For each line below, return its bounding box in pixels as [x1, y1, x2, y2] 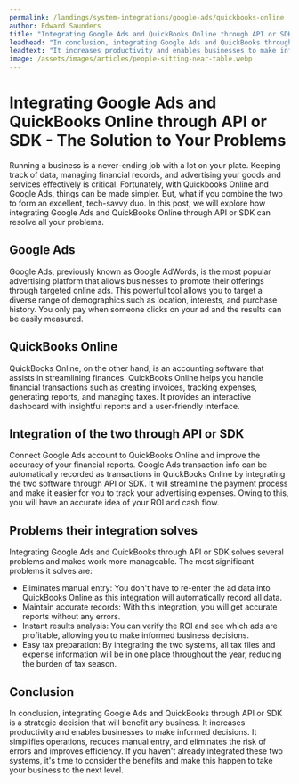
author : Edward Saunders [9, 21, 101, 30]
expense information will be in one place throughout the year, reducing [21, 649, 282, 659]
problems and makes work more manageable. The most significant [9, 556, 255, 567]
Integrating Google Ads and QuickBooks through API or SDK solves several [9, 546, 285, 557]
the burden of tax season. [21, 659, 117, 669]
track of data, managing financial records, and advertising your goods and [9, 169, 282, 180]
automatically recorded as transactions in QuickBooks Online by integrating [9, 469, 286, 480]
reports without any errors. [21, 611, 121, 622]
